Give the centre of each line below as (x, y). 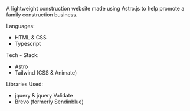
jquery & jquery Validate (44, 95)
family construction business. (42, 15)
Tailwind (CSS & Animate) (46, 73)
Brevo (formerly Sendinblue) (49, 102)
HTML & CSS (30, 37)
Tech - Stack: (22, 55)
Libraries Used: (24, 84)
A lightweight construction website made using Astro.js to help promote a (95, 9)
